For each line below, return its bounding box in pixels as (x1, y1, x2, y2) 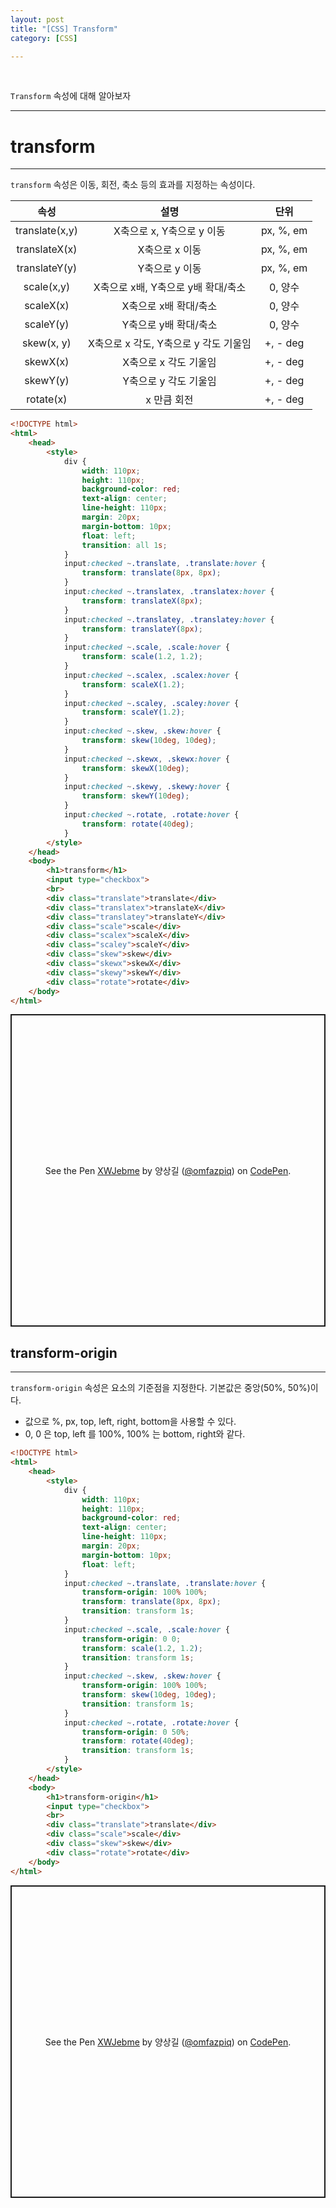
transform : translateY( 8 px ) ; (81, 624, 203, 634)
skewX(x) (24, 355, 70, 369)
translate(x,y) (15, 224, 78, 238)
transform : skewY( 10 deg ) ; (81, 791, 190, 801)
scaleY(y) (24, 317, 70, 331)
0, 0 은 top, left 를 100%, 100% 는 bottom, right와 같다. (24, 1428, 246, 1440)
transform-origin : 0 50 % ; (81, 1727, 190, 1737)
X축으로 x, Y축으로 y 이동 (113, 224, 226, 238)
